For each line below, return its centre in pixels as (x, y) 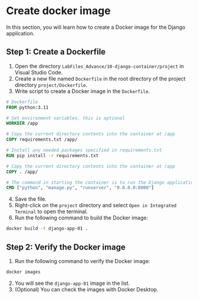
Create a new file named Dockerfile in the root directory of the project (100, 78)
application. (20, 33)
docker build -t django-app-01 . (47, 229)
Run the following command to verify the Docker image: (82, 261)
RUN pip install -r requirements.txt (52, 155)
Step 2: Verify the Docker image (66, 247)
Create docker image (58, 11)
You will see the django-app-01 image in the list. (72, 283)
